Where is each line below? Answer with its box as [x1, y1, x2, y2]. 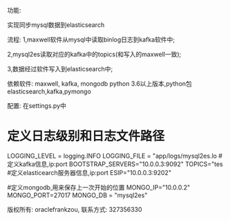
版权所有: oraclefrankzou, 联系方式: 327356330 [7, 205, 143, 213]
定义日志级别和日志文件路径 [7, 129, 165, 144]
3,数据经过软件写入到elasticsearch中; [7, 65, 113, 73]
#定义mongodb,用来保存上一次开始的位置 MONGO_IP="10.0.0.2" [7, 183, 191, 192]
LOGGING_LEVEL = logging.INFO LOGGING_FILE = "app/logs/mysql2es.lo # [7, 152, 223, 160]
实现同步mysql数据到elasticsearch [7, 21, 105, 29]
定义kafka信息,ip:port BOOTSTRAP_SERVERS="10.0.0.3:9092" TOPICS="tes [7, 160, 223, 168]
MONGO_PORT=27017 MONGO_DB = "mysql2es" [7, 191, 148, 199]
